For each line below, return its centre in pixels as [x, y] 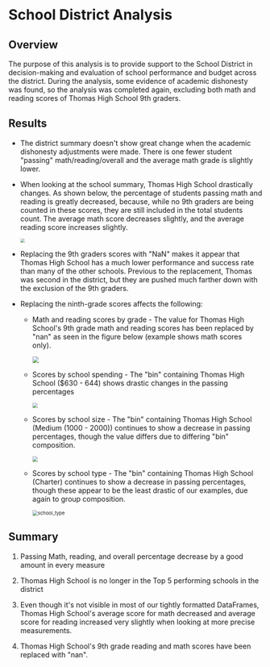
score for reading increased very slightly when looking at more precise [137, 622]
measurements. [46, 630]
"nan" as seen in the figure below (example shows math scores [137, 336]
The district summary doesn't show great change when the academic [135, 143]
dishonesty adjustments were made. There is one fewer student [126, 152]
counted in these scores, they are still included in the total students [131, 210]
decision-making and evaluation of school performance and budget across [133, 73]
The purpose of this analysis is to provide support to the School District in [131, 64]
